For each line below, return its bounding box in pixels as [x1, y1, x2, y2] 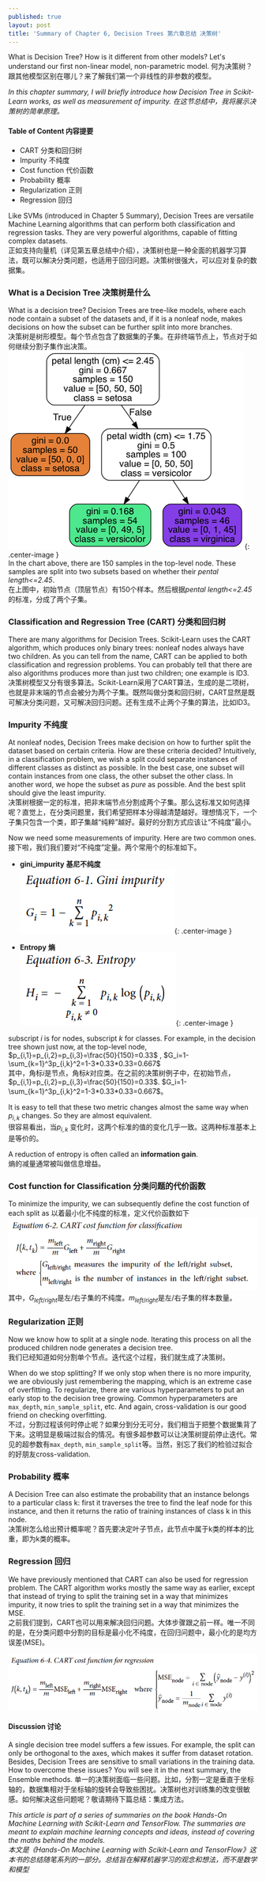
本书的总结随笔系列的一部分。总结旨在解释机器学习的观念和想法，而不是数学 [8, 1854, 257, 1864]
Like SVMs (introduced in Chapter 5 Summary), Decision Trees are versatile [8, 211, 254, 220]
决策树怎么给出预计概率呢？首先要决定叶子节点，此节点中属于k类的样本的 [8, 1525, 247, 1534]
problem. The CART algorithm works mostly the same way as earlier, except [8, 1582, 255, 1592]
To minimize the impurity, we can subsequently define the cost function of [8, 1199, 250, 1209]
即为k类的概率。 [21, 1534, 75, 1544]
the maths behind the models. [8, 1835, 105, 1845]
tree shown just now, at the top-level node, [8, 1042, 148, 1052]
